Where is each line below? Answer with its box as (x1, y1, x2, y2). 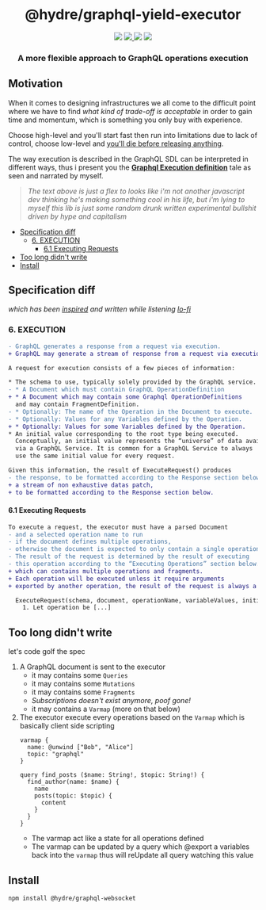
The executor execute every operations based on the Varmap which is (19, 713, 245, 722)
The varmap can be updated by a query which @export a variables (31, 842, 250, 851)
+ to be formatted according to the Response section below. (8, 488, 215, 496)
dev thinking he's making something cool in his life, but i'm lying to (27, 194, 245, 204)
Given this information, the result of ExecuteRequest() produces (8, 466, 232, 475)
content (40, 799, 66, 807)
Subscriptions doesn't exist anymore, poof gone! (31, 696, 192, 705)
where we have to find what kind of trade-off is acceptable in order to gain (8, 106, 253, 116)
